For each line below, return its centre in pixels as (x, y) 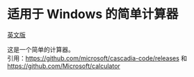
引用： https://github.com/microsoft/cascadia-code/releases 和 (97, 58)
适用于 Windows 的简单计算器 (93, 14)
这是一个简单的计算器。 (41, 49)
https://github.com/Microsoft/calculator (64, 66)
